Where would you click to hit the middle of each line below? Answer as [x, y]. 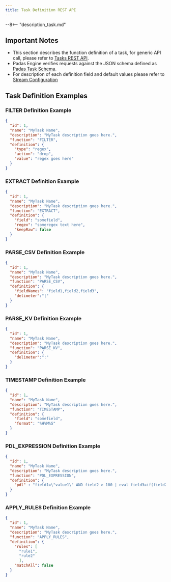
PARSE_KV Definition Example [44, 318]
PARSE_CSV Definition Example [45, 252]
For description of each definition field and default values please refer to [89, 74]
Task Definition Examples [47, 95]
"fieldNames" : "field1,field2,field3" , [57, 291]
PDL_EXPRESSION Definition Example [53, 446]
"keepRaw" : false [33, 230]
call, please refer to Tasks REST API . [51, 58]
